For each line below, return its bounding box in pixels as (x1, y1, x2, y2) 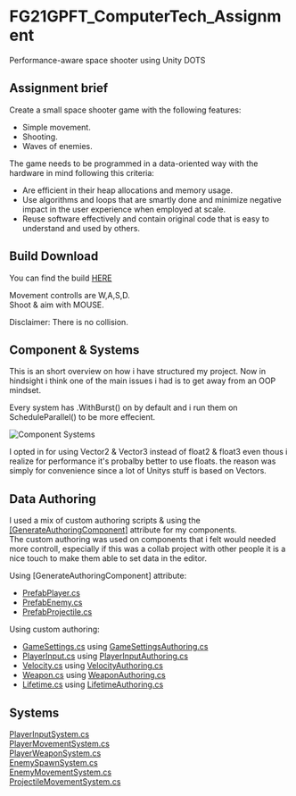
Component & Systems (9, 342, 140, 357)
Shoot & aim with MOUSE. (9, 299, 104, 310)
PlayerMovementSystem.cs (9, 739, 110, 749)
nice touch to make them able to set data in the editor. (9, 553, 208, 564)
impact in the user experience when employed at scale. (21, 204, 226, 214)
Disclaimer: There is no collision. (9, 316, 129, 327)
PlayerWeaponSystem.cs (9, 748, 102, 758)
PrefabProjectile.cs (21, 607, 93, 617)
